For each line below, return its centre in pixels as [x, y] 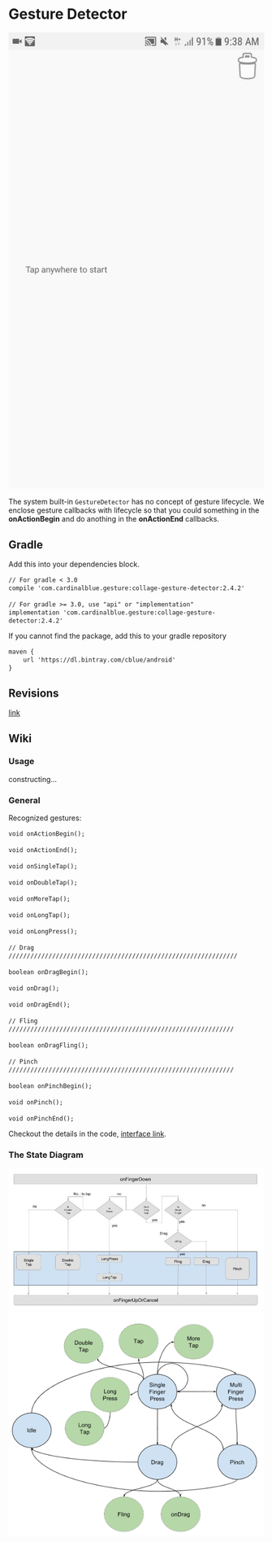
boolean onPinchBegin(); [50, 1086]
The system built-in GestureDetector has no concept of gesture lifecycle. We [136, 502]
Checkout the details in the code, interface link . [87, 1134]
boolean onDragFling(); [49, 1046]
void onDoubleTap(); [43, 883]
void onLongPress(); [43, 932]
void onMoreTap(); [39, 899]
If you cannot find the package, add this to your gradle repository [118, 636]
